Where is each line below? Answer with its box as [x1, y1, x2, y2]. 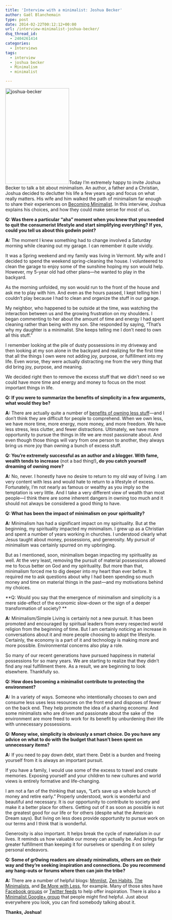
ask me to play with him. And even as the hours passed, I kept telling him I [5, 290, 161, 296]
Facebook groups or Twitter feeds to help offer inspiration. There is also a [5, 888, 161, 894]
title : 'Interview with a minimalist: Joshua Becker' [5, 7, 123, 13]
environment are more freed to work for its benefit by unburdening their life [5, 716, 164, 721]
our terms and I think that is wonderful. [5, 821, 87, 826]
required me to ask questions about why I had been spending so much [5, 574, 154, 580]
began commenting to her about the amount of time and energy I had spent [5, 316, 164, 322]
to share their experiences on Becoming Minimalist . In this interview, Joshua [5, 201, 166, 207]
